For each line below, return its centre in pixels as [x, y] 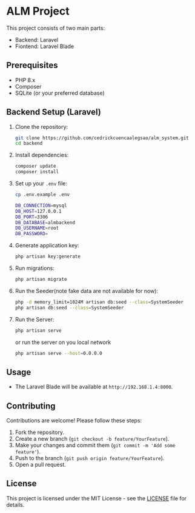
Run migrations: [35, 268]
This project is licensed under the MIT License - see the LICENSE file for [96, 498]
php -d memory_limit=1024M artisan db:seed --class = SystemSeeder [99, 302]
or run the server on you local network [63, 342]
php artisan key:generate [48, 256]
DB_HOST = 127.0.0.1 [38, 211]
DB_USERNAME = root [37, 228]
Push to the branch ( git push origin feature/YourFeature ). [90, 458]
